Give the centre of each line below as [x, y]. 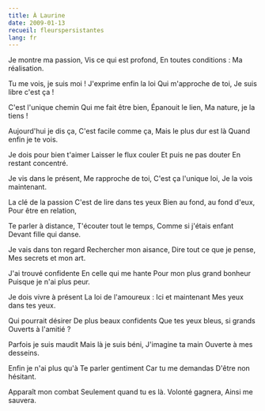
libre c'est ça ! [31, 92]
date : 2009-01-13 [37, 23]
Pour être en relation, [43, 211]
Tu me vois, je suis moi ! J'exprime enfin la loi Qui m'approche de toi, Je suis [132, 84]
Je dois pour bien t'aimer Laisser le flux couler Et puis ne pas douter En [125, 155]
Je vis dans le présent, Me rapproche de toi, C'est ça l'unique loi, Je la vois [131, 179]
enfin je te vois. [33, 140]
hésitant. [23, 377]
